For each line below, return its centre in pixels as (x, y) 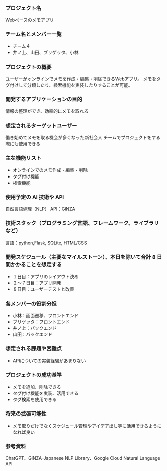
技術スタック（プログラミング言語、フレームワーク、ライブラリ (82, 223)
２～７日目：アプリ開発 (37, 283)
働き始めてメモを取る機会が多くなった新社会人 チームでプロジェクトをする (83, 138)
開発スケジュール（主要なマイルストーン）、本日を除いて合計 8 (80, 257)
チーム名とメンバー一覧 (33, 34)
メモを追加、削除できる (37, 387)
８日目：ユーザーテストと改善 (43, 289)
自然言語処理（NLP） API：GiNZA (40, 209)
